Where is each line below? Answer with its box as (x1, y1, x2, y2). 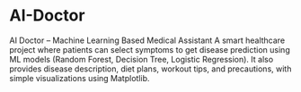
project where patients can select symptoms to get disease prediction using (9, 44, 290, 54)
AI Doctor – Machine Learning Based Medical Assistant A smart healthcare (9, 35, 286, 46)
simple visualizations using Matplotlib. (9, 72, 150, 83)
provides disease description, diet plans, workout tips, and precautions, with (9, 63, 292, 74)
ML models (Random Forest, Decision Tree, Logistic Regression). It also (9, 54, 274, 64)
